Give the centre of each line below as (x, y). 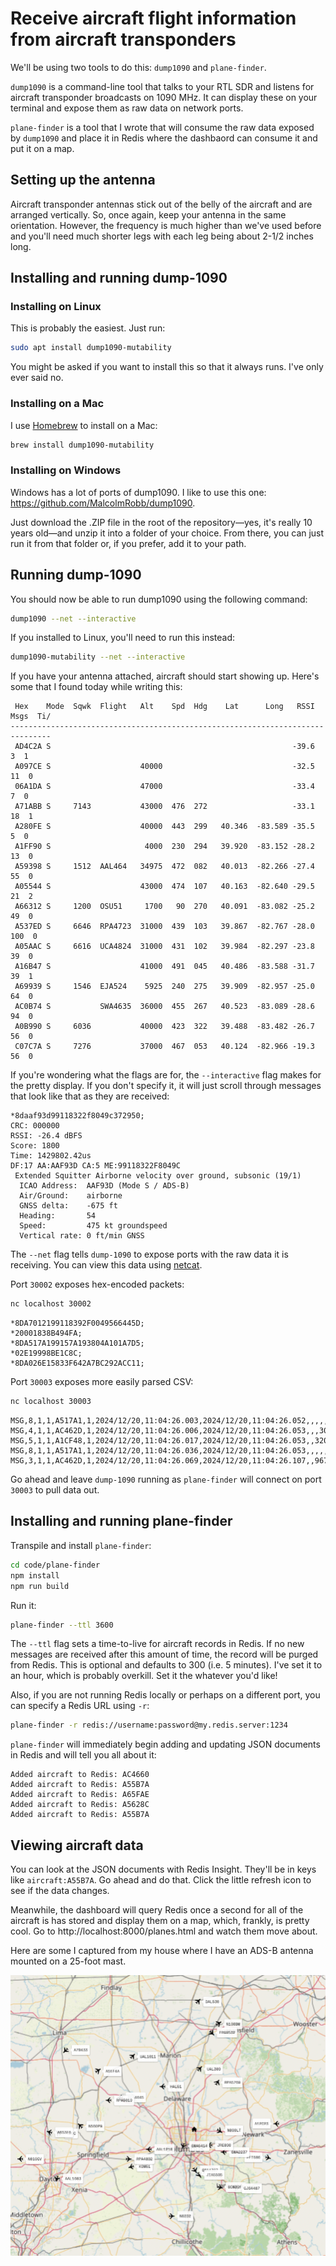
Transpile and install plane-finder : (81, 1545)
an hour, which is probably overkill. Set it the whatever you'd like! (144, 1676)
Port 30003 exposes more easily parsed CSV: (102, 1382)
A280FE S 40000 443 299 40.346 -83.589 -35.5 (164, 827)
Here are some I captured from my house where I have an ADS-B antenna (162, 1951)
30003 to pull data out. (55, 1490)
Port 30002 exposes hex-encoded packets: (97, 1284)
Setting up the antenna (83, 180)
